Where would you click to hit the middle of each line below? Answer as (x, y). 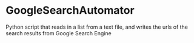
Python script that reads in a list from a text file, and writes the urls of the (97, 27)
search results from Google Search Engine (59, 33)
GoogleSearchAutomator (70, 10)
